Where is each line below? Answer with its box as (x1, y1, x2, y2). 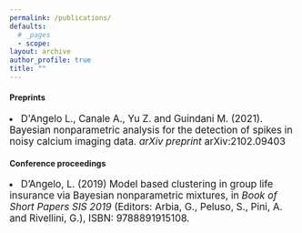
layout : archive (9, 47, 71, 56)
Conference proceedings (9, 157, 106, 168)
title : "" (9, 65, 47, 74)
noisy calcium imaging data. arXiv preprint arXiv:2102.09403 (9, 136, 287, 148)
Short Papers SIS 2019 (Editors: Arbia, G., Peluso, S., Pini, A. (9, 201, 283, 214)
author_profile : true (9, 56, 92, 65)
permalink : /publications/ (9, 13, 112, 23)
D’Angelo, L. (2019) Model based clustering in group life (21, 178, 274, 191)
